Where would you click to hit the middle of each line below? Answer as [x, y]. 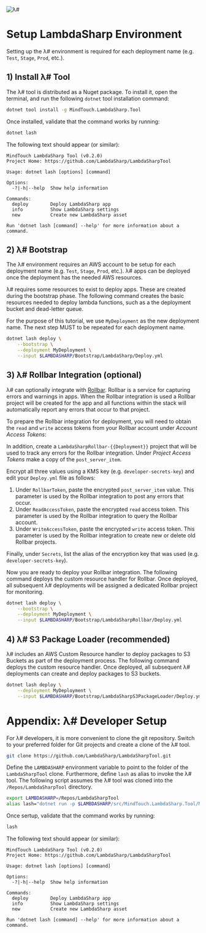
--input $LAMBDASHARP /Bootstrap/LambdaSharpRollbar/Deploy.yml [100, 620]
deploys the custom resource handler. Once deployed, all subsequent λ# [98, 667]
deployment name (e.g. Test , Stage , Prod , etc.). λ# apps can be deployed [98, 271]
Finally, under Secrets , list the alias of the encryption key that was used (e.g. [103, 553]
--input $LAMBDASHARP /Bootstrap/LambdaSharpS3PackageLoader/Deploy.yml [111, 696]
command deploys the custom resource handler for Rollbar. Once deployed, [102, 579]
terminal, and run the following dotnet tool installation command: [88, 98]
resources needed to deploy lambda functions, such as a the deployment [99, 303]
